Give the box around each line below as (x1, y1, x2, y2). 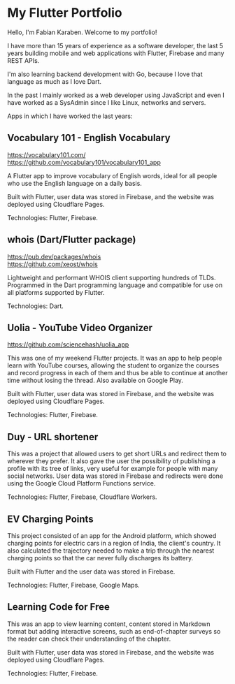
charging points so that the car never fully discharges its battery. (7, 554, 194, 562)
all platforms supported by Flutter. (7, 288, 105, 296)
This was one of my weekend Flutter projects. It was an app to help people (7, 354, 222, 363)
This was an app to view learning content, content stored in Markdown (7, 620, 211, 628)
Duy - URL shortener (7, 431, 99, 443)
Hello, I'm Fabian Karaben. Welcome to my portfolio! (7, 28, 157, 36)
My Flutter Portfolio (7, 5, 122, 21)
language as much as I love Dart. (7, 77, 102, 85)
